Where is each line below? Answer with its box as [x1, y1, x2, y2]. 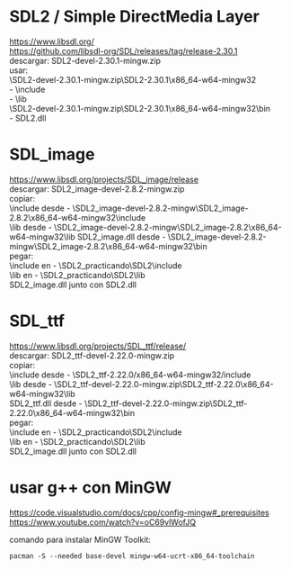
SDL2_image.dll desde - [77, 231, 166, 242]
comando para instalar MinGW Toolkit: [9, 534, 151, 545]
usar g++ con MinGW [9, 477, 172, 497]
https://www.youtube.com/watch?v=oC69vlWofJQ [9, 516, 197, 528]
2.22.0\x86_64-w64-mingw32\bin [9, 407, 136, 418]
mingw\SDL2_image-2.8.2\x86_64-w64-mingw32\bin [9, 240, 208, 251]
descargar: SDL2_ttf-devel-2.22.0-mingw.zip [9, 349, 175, 361]
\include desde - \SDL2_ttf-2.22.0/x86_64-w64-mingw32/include [9, 369, 251, 380]
